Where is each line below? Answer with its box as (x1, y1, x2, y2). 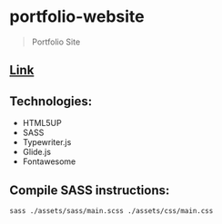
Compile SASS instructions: (9, 182, 170, 198)
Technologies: (9, 93, 93, 109)
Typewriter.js (22, 137, 72, 148)
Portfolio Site (31, 36, 81, 47)
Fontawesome (22, 156, 76, 167)
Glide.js (22, 147, 52, 158)
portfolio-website (9, 6, 145, 27)
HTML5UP (22, 118, 62, 129)
